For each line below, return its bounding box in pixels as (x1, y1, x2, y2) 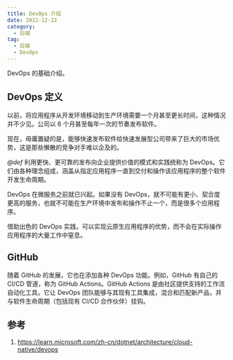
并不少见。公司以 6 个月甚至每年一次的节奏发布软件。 (7, 120, 161, 128)
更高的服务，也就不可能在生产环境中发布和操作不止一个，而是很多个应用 (7, 199, 214, 207)
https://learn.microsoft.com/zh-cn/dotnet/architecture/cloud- (17, 338, 193, 346)
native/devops (17, 345, 59, 354)
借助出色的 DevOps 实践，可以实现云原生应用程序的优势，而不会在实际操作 (7, 222, 222, 230)
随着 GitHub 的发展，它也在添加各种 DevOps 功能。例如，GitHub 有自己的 (7, 270, 218, 279)
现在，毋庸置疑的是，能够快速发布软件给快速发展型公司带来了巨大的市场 (7, 134, 214, 142)
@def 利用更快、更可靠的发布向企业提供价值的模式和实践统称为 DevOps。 (7, 158, 219, 166)
